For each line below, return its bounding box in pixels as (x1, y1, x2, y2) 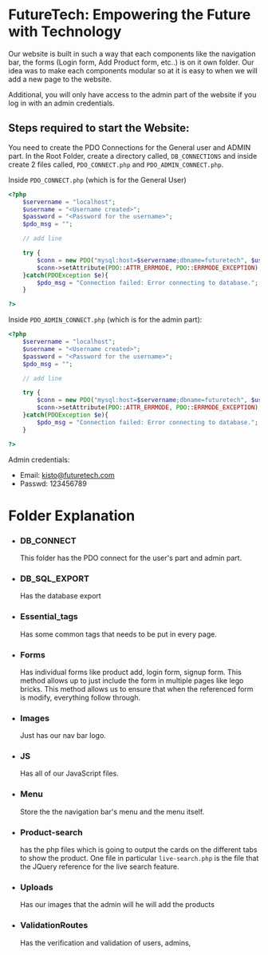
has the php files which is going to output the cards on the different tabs (19, 845, 258, 854)
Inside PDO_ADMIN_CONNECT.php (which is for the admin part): (8, 315, 203, 325)
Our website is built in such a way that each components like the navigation (8, 49, 256, 58)
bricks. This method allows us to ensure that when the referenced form (19, 684, 254, 693)
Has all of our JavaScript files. (19, 768, 120, 779)
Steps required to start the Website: (8, 121, 190, 135)
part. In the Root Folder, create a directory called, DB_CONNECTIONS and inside (8, 151, 258, 160)
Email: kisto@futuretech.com (19, 470, 116, 479)
